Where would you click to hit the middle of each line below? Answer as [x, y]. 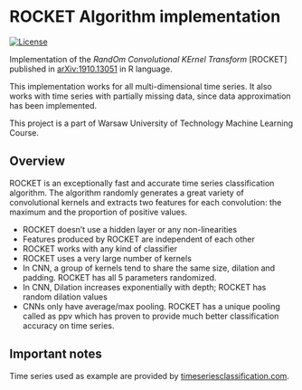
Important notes [56, 354]
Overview [38, 162]
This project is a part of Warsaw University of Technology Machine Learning [151, 123]
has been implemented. [53, 105]
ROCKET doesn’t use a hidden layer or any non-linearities [130, 229]
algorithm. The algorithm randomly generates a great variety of [127, 193]
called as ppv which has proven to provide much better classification [151, 316]
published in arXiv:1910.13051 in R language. [91, 69]
